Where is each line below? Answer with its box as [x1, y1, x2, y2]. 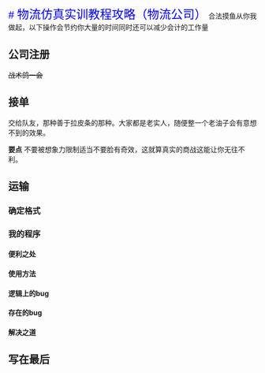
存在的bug [8, 308, 43, 318]
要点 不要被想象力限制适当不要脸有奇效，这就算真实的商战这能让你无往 [8, 144, 238, 154]
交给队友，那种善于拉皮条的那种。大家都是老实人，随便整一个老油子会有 [8, 117, 243, 127]
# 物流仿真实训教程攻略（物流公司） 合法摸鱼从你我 [8, 8, 257, 21]
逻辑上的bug [8, 289, 50, 298]
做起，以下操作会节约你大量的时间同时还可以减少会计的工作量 [8, 23, 209, 32]
